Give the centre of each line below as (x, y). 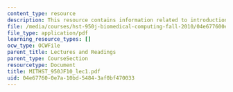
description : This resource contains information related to (97, 20)
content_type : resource (42, 13)
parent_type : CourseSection (48, 59)
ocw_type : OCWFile (34, 46)
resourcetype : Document (42, 65)
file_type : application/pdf (48, 33)
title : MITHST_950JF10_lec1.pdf (54, 71)
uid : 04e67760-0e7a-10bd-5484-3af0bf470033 (71, 78)
